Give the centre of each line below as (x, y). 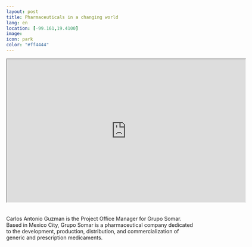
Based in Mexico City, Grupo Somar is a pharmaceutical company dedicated (100, 225)
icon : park (20, 39)
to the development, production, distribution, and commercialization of (93, 231)
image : (14, 34)
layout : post (22, 12)
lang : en (17, 23)
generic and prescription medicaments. (55, 237)
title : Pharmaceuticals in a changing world (62, 17)
